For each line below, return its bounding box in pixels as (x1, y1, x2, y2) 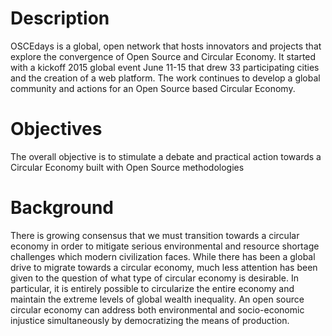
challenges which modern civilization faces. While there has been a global (10, 250, 316, 262)
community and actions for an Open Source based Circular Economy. (10, 82, 296, 94)
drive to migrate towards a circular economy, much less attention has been (10, 261, 318, 273)
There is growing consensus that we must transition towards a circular (10, 229, 300, 241)
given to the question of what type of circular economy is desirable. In (10, 272, 299, 284)
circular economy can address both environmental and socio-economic (10, 303, 305, 316)
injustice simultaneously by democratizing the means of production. (10, 314, 290, 326)
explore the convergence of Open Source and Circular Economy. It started (10, 50, 317, 62)
